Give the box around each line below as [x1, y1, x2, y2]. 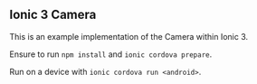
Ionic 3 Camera [9, 7, 97, 23]
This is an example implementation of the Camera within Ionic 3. [9, 31, 249, 42]
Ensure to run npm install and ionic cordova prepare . [9, 49, 213, 60]
